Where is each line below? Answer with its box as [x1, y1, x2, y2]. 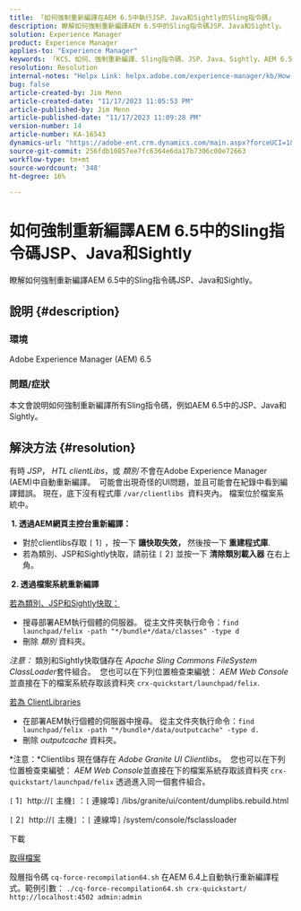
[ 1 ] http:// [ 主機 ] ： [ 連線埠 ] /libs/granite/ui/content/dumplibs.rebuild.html [9, 795, 289, 806]
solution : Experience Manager [9, 30, 123, 39]
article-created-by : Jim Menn [9, 88, 123, 97]
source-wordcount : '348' [9, 163, 102, 172]
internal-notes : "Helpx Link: [9, 72, 123, 81]
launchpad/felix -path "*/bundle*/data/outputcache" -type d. [21, 725, 260, 734]
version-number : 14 [9, 122, 82, 131]
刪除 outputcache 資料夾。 [21, 734, 122, 745]
